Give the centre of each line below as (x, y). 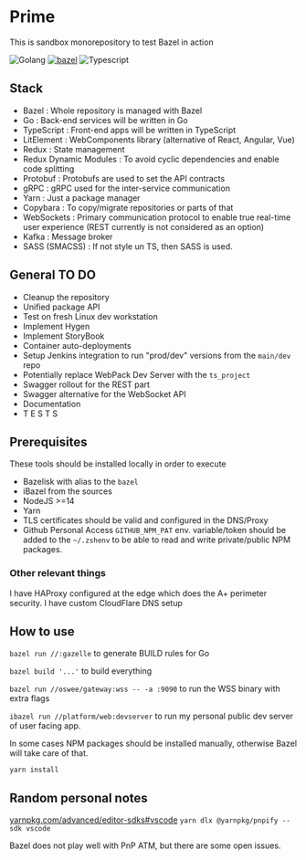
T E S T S (40, 414)
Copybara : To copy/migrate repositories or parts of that (128, 207)
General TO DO (53, 275)
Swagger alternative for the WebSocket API (104, 393)
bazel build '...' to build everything (81, 671)
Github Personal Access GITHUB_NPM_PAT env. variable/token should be (154, 530)
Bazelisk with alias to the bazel (80, 482)
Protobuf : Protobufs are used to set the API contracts (124, 178)
